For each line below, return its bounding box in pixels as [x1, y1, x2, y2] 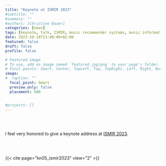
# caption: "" [5, 76, 37, 81]
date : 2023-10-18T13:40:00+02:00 [5, 35, 74, 40]
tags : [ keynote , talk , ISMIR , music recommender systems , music [5, 30, 140, 35]
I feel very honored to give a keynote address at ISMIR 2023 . [5, 131, 128, 137]
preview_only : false [9, 85, 52, 90]
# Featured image [5, 57, 41, 62]
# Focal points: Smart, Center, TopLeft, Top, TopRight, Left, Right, [5, 66, 154, 71]
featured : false [5, 39, 39, 44]
